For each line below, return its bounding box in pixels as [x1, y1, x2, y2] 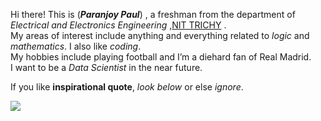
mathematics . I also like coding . [10, 40, 142, 52]
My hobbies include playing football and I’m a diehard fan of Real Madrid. [10, 51, 312, 63]
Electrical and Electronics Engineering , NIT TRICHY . [10, 19, 227, 31]
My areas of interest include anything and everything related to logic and [10, 30, 310, 41]
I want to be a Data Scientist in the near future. [10, 62, 203, 73]
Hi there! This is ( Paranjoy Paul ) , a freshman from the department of [10, 9, 296, 20]
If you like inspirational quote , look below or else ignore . [10, 81, 244, 93]
